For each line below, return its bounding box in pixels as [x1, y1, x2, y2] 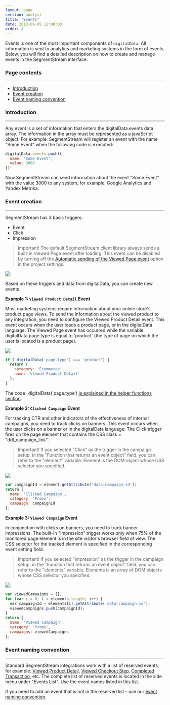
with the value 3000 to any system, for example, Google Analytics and [5, 180, 152, 186]
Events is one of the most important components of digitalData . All [5, 40, 146, 46]
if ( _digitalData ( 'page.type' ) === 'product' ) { [5, 357, 110, 362]
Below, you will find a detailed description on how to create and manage [5, 51, 155, 57]
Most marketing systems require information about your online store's [5, 305, 151, 311]
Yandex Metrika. [5, 185, 39, 191]
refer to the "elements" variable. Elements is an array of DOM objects [17, 567, 162, 573]
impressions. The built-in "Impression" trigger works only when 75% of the [5, 530, 162, 536]
